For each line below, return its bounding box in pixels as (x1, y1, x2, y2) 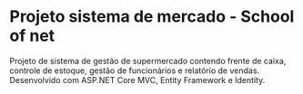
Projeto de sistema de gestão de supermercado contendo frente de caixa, (9, 55, 287, 66)
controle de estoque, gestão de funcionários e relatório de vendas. (9, 65, 260, 76)
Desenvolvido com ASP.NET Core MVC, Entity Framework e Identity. (9, 74, 266, 85)
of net (9, 25, 56, 46)
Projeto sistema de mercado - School (9, 6, 295, 27)
